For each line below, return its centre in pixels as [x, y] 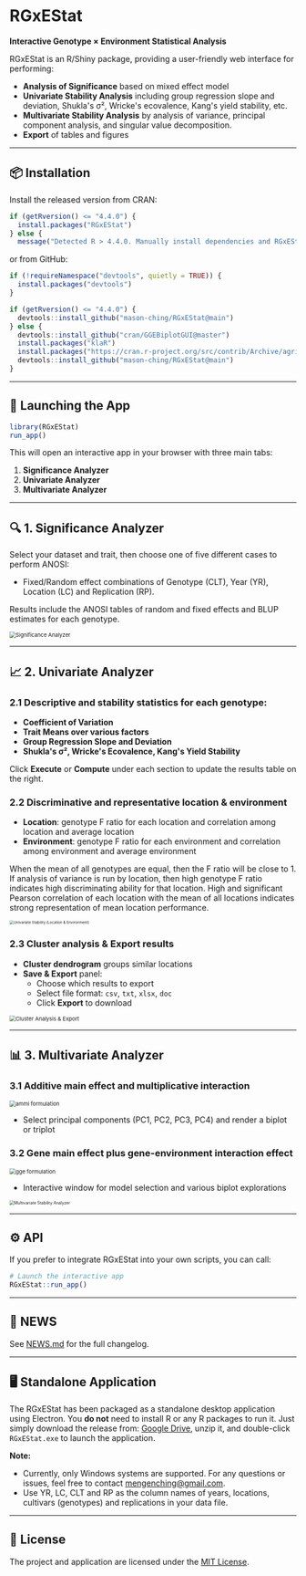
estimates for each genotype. [65, 619]
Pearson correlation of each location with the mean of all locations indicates [152, 898]
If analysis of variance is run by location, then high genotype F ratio [136, 879]
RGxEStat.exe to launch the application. [83, 1437]
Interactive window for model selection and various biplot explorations [154, 1187]
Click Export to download [84, 1002]
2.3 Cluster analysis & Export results [92, 944]
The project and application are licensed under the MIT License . [129, 1561]
